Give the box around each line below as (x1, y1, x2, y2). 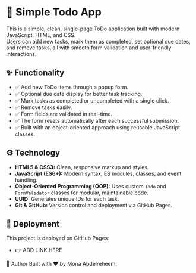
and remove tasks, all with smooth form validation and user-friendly (6, 44, 172, 51)
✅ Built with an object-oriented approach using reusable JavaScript (14, 123, 180, 131)
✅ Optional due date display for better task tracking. (14, 90, 143, 97)
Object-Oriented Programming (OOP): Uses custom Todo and (14, 182, 166, 190)
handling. (14, 176, 38, 184)
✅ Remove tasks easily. (14, 104, 72, 111)
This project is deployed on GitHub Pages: (6, 235, 110, 242)
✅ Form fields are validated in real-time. (14, 110, 113, 117)
